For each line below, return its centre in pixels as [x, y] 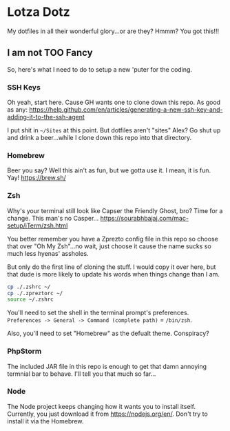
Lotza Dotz [39, 12]
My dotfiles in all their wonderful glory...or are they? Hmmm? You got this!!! [113, 31]
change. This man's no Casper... [53, 218]
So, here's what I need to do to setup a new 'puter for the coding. [100, 69]
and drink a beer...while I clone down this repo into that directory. [100, 138]
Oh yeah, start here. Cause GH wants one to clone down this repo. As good [114, 102]
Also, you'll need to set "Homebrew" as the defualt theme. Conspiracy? [108, 333]
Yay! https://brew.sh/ [37, 178]
